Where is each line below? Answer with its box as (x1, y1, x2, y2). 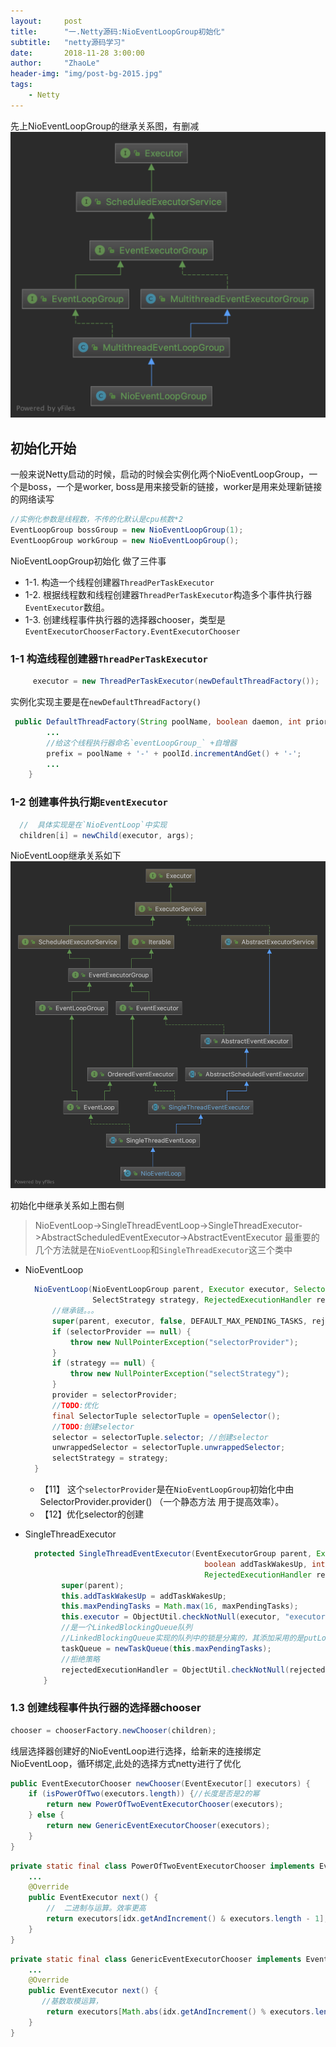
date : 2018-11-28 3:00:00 (10, 48, 145, 58)
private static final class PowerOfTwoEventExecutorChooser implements (10, 1861, 315, 1871)
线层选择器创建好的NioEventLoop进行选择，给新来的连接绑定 (10, 1745, 262, 1757)
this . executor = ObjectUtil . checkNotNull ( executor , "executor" (61, 1612, 330, 1622)
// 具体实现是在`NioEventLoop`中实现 (19, 820, 168, 830)
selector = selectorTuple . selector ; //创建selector (51, 1432, 269, 1442)
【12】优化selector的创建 (39, 1508, 145, 1520)
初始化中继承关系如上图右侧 (10, 1200, 125, 1212)
